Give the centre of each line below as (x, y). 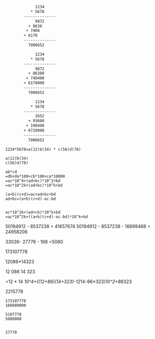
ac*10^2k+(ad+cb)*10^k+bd (33, 212)
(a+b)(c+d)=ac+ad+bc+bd (31, 194)
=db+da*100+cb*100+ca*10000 (35, 176)
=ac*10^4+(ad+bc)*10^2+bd (33, 181)
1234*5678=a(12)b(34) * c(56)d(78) (43, 149)
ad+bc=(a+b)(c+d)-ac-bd (31, 199)
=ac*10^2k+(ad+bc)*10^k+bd (34, 185)
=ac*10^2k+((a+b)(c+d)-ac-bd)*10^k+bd (47, 217)
